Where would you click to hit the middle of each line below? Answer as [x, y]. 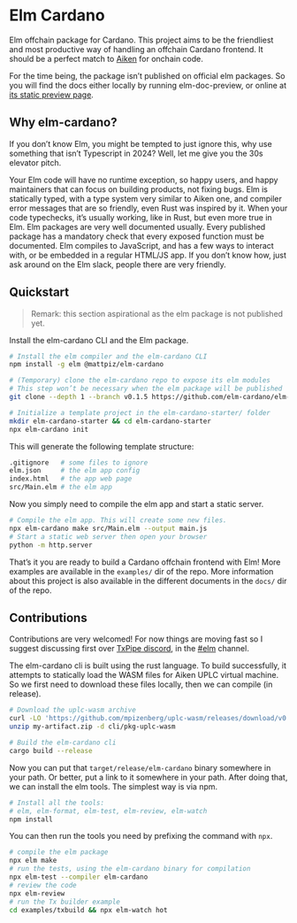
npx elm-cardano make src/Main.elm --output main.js [108, 528]
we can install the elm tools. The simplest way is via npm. [114, 786]
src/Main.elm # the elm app [61, 488]
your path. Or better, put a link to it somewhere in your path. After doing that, [148, 777]
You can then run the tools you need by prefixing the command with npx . [141, 836]
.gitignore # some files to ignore [79, 462]
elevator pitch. [35, 162]
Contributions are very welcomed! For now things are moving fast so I [136, 639]
